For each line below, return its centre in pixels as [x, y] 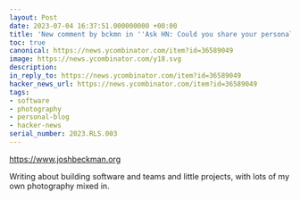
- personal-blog [39, 117]
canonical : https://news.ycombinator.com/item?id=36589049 [121, 51]
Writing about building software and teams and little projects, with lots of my [150, 176]
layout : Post [33, 17]
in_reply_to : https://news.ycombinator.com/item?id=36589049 [125, 76]
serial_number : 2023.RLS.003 [63, 134]
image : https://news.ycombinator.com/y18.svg [95, 59]
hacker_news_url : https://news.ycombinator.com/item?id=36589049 [133, 84]
